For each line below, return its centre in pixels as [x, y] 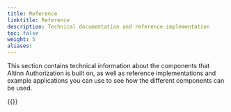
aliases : [20, 46]
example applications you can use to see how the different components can [116, 80]
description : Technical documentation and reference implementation [109, 26]
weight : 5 [22, 40]
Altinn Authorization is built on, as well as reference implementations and [112, 73]
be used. [20, 88]
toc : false [23, 33]
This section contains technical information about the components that [109, 66]
